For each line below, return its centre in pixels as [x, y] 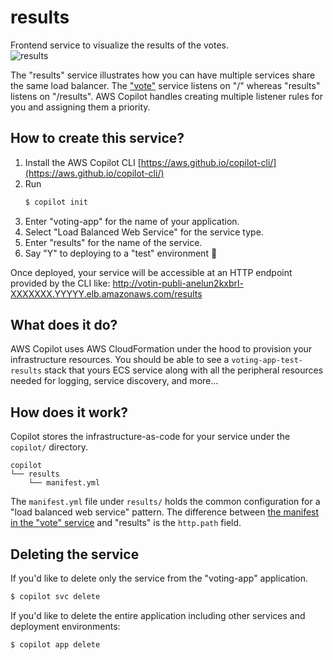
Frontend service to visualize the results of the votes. [119, 45]
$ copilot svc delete [55, 597]
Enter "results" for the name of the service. [113, 242]
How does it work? [69, 412]
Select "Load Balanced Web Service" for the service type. [144, 232]
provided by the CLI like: [60, 283]
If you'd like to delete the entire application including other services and [158, 615]
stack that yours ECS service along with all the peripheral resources [184, 370]
